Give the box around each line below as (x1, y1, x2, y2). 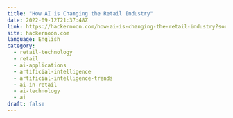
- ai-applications (13, 62, 67, 69)
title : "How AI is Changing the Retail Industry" (7, 10, 154, 17)
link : (7, 23, 23, 30)
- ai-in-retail (13, 81, 58, 88)
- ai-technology (13, 87, 60, 94)
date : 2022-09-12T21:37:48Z (7, 17, 89, 24)
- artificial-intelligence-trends (13, 74, 113, 82)
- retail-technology (13, 49, 73, 56)
